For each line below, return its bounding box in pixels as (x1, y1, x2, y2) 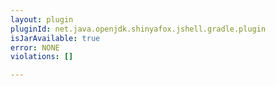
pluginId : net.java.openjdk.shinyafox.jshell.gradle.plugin (10, 24, 267, 34)
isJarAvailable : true (10, 33, 101, 43)
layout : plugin (10, 14, 74, 25)
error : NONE (10, 42, 60, 53)
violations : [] (10, 52, 74, 62)
